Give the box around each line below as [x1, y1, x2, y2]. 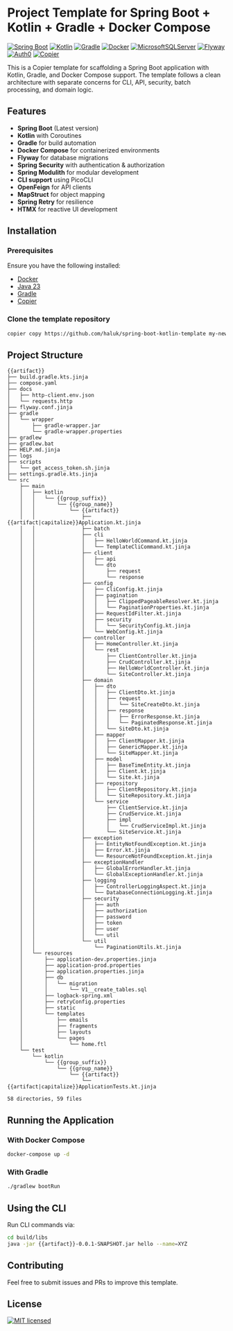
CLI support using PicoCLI [17, 175, 94, 184]
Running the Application [7, 1114, 114, 1126]
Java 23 [17, 282, 41, 290]
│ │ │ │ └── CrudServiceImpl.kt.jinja [19, 823, 207, 830]
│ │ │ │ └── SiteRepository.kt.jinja [19, 792, 191, 799]
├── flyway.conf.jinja [7, 404, 73, 411]
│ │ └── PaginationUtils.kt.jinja [19, 944, 182, 951]
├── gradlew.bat [7, 440, 54, 448]
